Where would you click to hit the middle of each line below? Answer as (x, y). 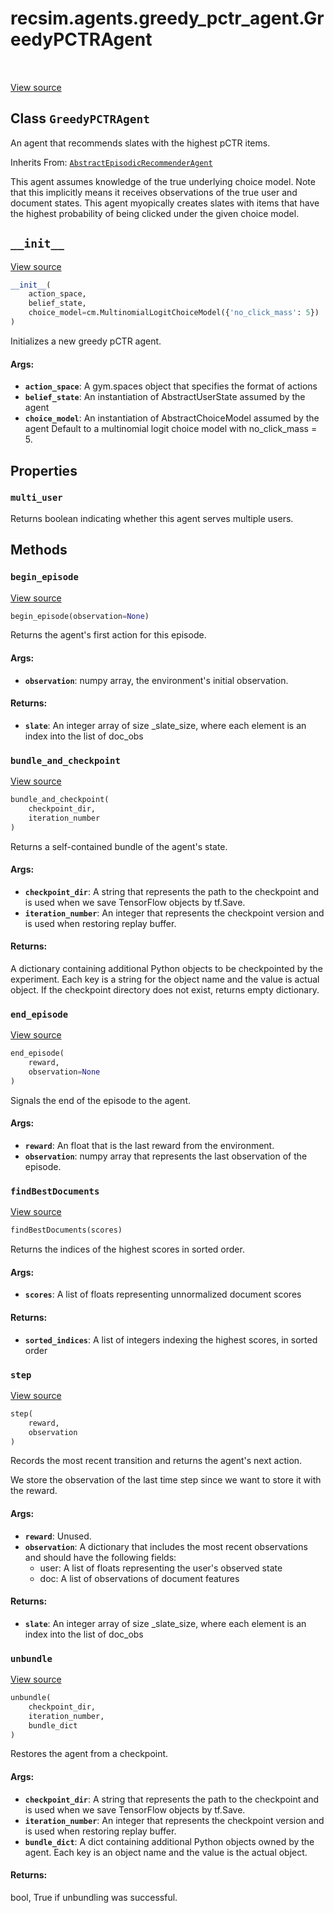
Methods (39, 550)
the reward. (34, 1491)
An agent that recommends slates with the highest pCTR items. (140, 143)
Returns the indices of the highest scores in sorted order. (127, 1249)
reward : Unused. (58, 1536)
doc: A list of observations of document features (139, 1578)
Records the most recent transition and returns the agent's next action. (156, 1461)
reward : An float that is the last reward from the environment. (149, 1145)
